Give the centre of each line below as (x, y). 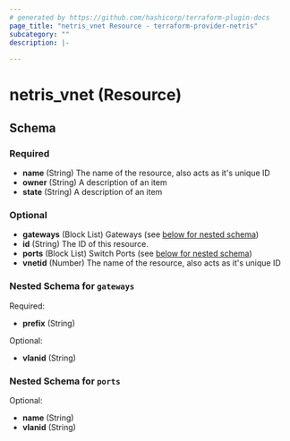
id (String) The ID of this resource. (85, 244)
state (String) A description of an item (92, 192)
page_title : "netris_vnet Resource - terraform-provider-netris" (133, 26)
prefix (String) (49, 323)
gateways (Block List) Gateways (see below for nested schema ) (141, 234)
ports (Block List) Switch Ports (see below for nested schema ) (137, 254)
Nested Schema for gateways (72, 286)
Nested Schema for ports (65, 381)
